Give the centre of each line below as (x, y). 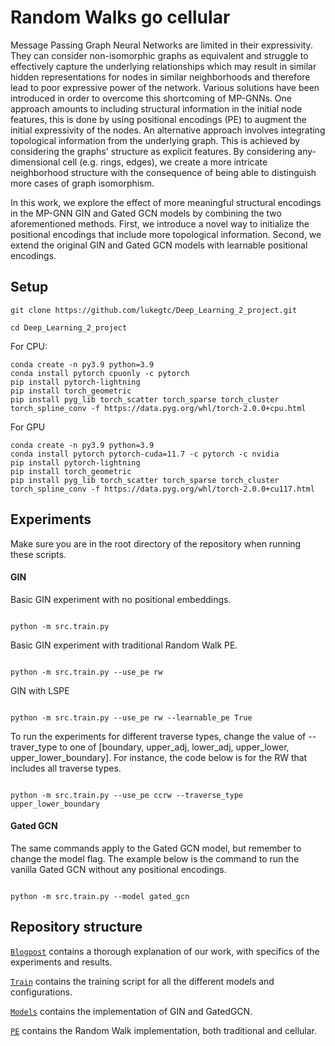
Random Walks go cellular (120, 17)
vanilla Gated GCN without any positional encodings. (118, 869)
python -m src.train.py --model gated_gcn (100, 896)
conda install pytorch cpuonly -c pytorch (100, 373)
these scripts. (38, 554)
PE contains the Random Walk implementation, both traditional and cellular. (163, 1030)
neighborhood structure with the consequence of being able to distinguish (163, 172)
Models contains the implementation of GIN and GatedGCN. (131, 1011)
